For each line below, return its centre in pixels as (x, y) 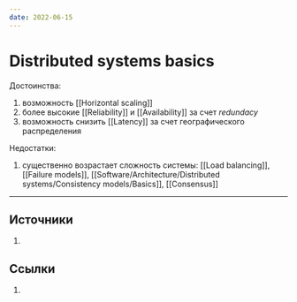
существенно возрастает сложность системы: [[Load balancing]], (146, 165)
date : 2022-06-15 (41, 17)
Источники (41, 219)
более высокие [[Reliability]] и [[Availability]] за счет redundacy (140, 112)
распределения (52, 131)
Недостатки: (33, 147)
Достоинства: (35, 86)
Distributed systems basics (112, 60)
